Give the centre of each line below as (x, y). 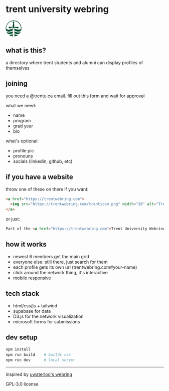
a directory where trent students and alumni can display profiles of (74, 62)
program (22, 120)
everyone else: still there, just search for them (60, 262)
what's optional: (22, 141)
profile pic (23, 150)
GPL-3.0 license (22, 384)
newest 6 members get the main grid (51, 256)
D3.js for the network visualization (48, 316)
